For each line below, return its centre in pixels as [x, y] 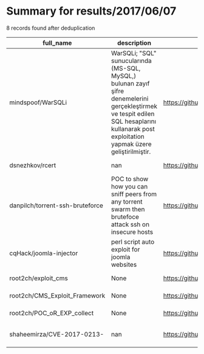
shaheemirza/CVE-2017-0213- [57, 334]
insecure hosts [132, 232]
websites [124, 264]
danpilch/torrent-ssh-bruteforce [56, 205]
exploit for [126, 249]
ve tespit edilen [133, 113]
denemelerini [130, 98]
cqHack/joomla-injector [44, 253]
